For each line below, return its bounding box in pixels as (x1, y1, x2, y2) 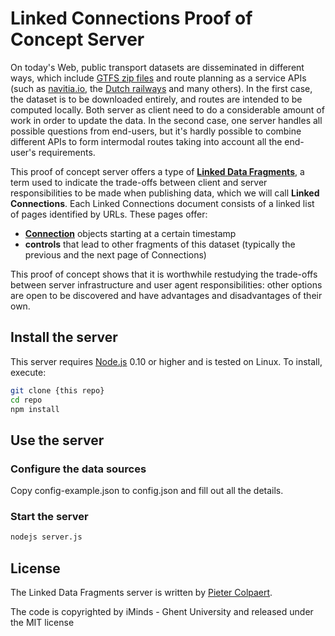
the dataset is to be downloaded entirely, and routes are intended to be (10, 93, 303, 105)
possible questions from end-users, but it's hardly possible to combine (10, 125, 302, 137)
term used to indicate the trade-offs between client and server (10, 176, 268, 188)
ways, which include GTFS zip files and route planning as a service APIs (10, 72, 307, 84)
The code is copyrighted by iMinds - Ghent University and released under (10, 606, 314, 618)
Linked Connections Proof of (10, 7, 253, 30)
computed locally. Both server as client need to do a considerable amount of (10, 103, 325, 116)
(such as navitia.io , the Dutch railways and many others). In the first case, (10, 82, 313, 94)
